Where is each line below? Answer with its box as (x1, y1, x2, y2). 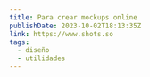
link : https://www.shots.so (9, 29, 114, 38)
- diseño (17, 46, 50, 55)
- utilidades (17, 54, 66, 63)
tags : (9, 37, 29, 47)
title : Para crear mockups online (9, 12, 138, 22)
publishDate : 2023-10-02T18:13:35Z (9, 21, 142, 30)
